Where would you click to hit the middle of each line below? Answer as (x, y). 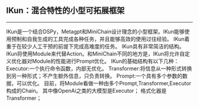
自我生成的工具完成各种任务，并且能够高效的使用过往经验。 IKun (105, 39)
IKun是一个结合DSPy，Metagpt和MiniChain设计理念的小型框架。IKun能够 (95, 31)
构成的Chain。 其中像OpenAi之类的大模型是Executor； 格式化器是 (86, 90)
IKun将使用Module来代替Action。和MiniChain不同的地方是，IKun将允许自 (95, 54)
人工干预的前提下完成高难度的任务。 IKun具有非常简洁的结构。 (108, 46)
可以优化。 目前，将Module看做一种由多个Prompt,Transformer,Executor (104, 83)
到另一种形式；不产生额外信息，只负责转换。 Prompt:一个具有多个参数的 (94, 76)
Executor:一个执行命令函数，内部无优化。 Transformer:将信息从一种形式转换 (99, 68)
